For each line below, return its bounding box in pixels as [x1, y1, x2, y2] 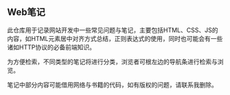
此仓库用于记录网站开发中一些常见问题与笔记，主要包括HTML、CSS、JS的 [7, 26, 218, 34]
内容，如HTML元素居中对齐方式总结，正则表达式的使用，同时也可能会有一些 [7, 34, 223, 42]
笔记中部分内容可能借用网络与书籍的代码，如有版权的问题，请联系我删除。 [7, 81, 218, 89]
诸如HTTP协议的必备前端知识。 [7, 43, 96, 51]
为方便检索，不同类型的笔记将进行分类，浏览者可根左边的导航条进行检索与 [7, 57, 218, 66]
